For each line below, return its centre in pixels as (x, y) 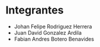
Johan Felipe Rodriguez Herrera (53, 26)
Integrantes (35, 10)
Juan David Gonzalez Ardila (48, 32)
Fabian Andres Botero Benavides (54, 39)
